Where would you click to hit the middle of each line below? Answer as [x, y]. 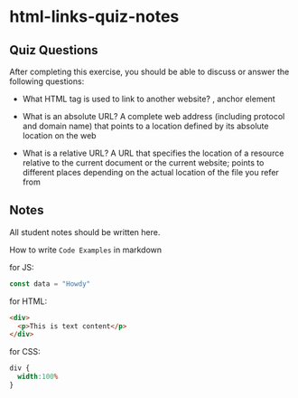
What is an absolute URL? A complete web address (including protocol [154, 116]
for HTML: [28, 301]
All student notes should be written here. [85, 232]
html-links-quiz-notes [94, 17]
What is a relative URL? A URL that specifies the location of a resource [153, 153]
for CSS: [25, 352]
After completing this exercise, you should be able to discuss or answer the [149, 71]
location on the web [59, 136]
